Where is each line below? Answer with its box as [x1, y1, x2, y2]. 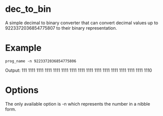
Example [5, 42, 42, 54]
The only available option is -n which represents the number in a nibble [5, 101, 150, 107]
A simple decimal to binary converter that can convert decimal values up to [5, 20, 159, 26]
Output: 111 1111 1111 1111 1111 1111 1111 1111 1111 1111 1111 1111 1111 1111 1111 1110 [5, 67, 152, 73]
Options [5, 85, 39, 96]
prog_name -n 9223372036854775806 [5, 58, 77, 64]
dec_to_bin [5, 3, 52, 15]
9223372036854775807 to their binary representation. [5, 25, 117, 31]
